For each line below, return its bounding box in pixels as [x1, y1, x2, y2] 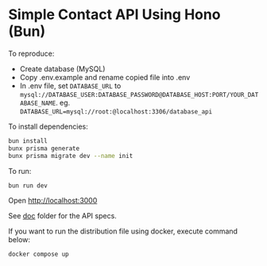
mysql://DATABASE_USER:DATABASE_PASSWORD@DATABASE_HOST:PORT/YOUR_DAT [19, 91, 259, 98]
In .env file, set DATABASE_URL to [19, 81, 122, 91]
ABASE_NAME [19, 99, 56, 107]
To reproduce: [8, 48, 55, 58]
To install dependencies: [8, 121, 89, 131]
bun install [8, 137, 48, 145]
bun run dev [8, 181, 48, 190]
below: [8, 235, 30, 245]
